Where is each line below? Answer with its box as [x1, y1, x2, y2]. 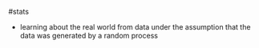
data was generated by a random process [19, 31, 159, 40]
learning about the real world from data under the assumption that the [19, 22, 251, 31]
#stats [8, 7, 30, 16]
